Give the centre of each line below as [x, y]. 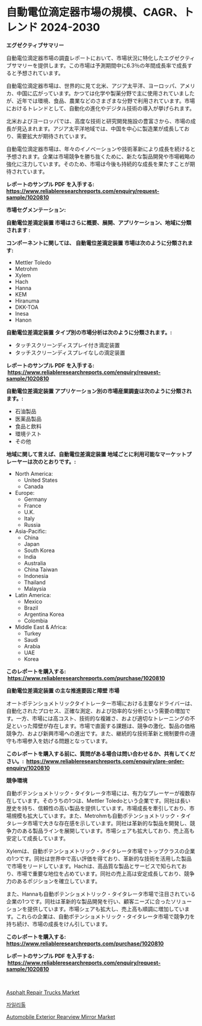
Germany [35, 499]
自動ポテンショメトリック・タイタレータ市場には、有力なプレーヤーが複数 [98, 793]
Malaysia [35, 588]
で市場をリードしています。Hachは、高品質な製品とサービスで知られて [94, 866]
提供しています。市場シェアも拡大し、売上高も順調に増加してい [106, 909]
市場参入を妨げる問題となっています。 [64, 741]
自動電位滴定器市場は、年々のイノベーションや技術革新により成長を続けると [101, 149]
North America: [34, 473]
